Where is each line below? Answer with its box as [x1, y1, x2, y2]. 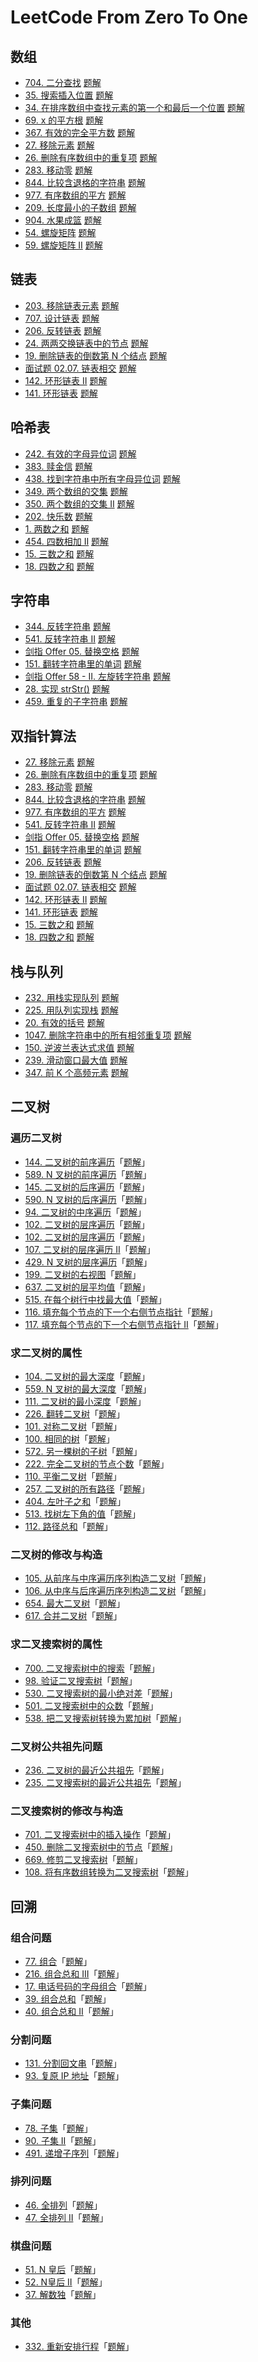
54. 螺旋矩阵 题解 [24, 227, 97, 238]
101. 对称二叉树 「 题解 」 [24, 1421, 122, 1433]
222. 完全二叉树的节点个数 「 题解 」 [24, 1458, 170, 1470]
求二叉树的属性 [10, 1346, 83, 1360]
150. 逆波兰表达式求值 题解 [24, 1042, 135, 1054]
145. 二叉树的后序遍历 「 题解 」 [24, 1181, 150, 1193]
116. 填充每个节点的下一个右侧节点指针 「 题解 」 [24, 1306, 218, 1318]
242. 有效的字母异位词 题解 [24, 447, 137, 460]
